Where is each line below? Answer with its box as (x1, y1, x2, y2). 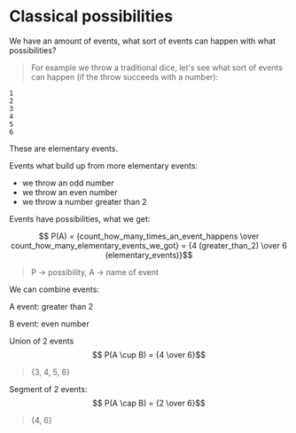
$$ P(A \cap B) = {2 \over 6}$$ (92, 398, 206, 408)
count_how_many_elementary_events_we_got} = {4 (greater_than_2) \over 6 (10, 240, 288, 250)
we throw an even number (21, 186, 118, 197)
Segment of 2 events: (9, 383, 88, 394)
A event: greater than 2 (9, 301, 94, 311)
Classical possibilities (9, 6, 174, 27)
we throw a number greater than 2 (21, 196, 148, 207)
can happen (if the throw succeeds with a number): (30, 71, 219, 82)
